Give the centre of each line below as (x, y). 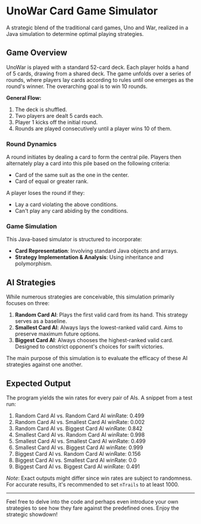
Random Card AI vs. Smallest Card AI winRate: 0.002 (80, 422)
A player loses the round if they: (45, 193)
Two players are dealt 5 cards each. (59, 115)
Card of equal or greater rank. (51, 181)
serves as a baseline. (41, 321)
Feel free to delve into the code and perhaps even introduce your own (92, 501)
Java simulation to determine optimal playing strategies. (75, 33)
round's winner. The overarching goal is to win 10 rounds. (77, 86)
